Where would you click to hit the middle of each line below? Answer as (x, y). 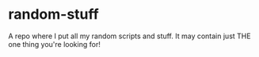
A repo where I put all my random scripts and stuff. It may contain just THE (129, 36)
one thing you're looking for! (54, 44)
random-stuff (53, 14)
